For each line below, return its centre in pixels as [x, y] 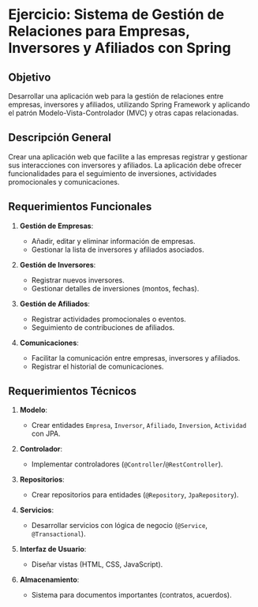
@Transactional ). [58, 534]
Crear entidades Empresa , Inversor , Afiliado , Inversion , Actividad [139, 425]
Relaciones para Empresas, [99, 31]
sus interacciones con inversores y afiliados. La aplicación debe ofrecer [125, 165]
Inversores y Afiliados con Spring [120, 48]
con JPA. [46, 434]
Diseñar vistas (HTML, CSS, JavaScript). [97, 564]
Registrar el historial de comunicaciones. [97, 366]
